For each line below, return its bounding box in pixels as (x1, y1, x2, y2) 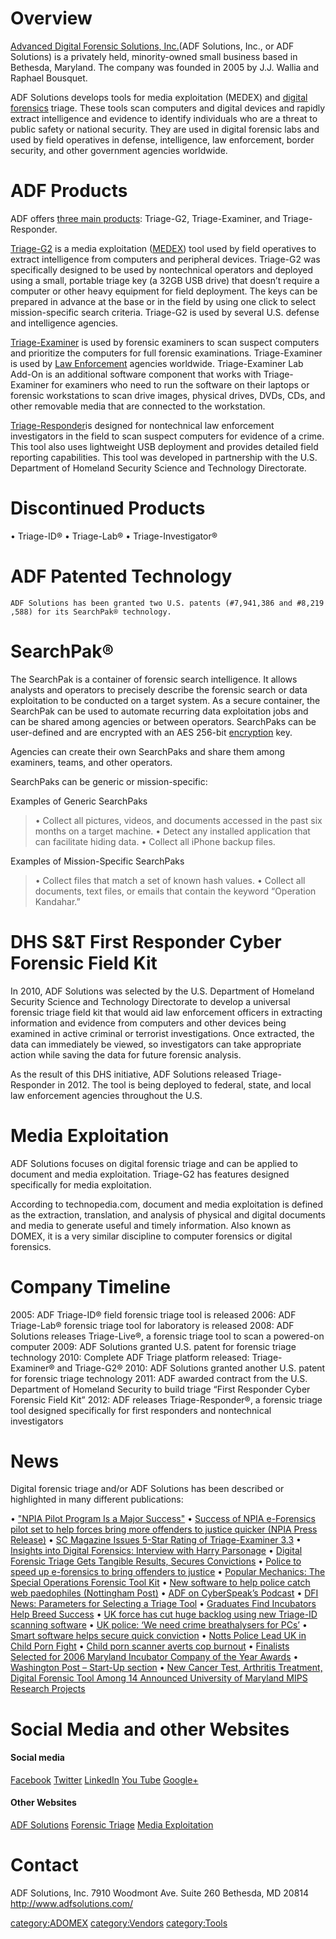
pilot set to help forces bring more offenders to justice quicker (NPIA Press (10, 1523, 318, 1536)
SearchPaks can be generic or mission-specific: (10, 775, 208, 787)
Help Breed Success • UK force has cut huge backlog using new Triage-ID (10, 1608, 318, 1621)
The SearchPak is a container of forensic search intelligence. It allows (10, 673, 298, 685)
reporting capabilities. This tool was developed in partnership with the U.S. (10, 451, 318, 463)
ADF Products (10, 180, 128, 202)
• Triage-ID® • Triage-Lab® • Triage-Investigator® (10, 530, 218, 542)
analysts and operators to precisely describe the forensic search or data (10, 683, 308, 696)
